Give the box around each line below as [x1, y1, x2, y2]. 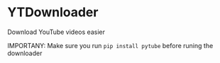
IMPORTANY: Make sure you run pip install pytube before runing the [7, 41, 214, 50]
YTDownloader [7, 4, 99, 21]
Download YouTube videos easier [7, 28, 105, 36]
